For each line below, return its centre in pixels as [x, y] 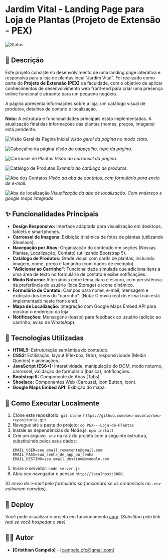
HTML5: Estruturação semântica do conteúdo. [60, 350]
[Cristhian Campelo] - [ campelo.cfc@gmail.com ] [63, 550]
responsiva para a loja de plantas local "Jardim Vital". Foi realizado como [80, 78]
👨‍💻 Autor [20, 538]
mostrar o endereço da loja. [41, 311]
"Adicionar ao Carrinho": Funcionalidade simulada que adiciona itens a [86, 269]
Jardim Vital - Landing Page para [75, 9]
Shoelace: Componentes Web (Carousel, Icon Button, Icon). [74, 382]
